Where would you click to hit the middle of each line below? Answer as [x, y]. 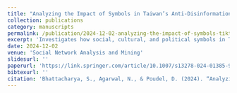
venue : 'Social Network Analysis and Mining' [75, 53]
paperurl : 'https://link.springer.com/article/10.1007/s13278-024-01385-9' [121, 66]
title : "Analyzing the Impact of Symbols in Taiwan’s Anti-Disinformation [120, 14]
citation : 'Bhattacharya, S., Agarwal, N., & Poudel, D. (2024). [105, 79]
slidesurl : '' [28, 59]
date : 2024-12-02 [33, 46]
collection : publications [45, 20]
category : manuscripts [41, 27]
